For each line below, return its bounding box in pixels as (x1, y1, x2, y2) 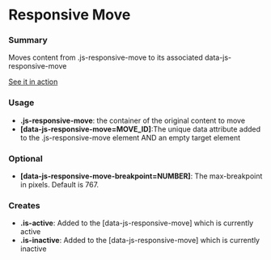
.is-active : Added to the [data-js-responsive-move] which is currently (19, 218, 254, 228)
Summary (8, 35, 49, 46)
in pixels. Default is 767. (19, 180, 100, 190)
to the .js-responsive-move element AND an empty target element (19, 132, 241, 142)
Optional (8, 153, 43, 164)
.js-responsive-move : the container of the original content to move (19, 115, 245, 125)
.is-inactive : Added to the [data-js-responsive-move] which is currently (19, 236, 260, 245)
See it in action (8, 77, 58, 86)
